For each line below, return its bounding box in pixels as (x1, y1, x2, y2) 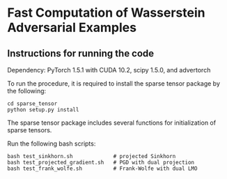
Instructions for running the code (7, 47, 155, 59)
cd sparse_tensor (7, 100, 58, 107)
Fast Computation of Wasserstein (7, 5, 205, 21)
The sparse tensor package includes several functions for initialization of (7, 118, 217, 127)
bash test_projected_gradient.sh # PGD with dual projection (7, 159, 195, 166)
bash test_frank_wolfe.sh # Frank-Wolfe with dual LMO (7, 165, 198, 172)
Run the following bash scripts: (7, 139, 96, 148)
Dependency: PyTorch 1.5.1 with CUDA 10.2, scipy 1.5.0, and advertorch (7, 66, 211, 74)
